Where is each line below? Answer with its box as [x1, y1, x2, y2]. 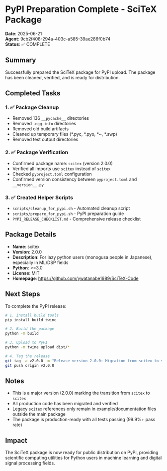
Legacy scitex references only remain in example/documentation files [12, 406, 157, 412]
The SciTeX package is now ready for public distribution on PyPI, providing [5, 450, 159, 456]
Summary [5, 56, 36, 64]
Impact [5, 436, 27, 445]
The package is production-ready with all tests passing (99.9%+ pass [12, 417, 156, 423]
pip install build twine [5, 317, 57, 322]
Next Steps [5, 290, 40, 298]
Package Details [5, 231, 56, 239]
